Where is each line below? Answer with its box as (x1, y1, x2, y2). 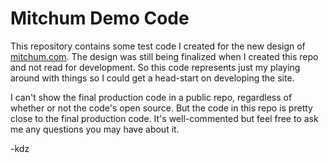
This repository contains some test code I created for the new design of (10, 40, 306, 52)
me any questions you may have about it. (10, 123, 180, 135)
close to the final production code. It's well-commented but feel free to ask (10, 112, 319, 124)
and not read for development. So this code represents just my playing (10, 61, 301, 73)
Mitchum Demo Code (10, 7, 190, 30)
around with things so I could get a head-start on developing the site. (10, 72, 295, 84)
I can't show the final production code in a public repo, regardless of (10, 91, 293, 103)
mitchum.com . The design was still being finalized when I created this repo (10, 50, 319, 62)
